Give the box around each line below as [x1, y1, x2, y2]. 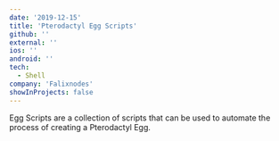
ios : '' [9, 46, 38, 55]
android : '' [9, 54, 53, 63]
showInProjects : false [9, 87, 94, 96]
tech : [9, 63, 29, 72]
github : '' [9, 29, 50, 38]
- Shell [17, 71, 46, 80]
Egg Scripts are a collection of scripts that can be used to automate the [9, 112, 271, 123]
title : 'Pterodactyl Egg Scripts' [9, 21, 138, 30]
